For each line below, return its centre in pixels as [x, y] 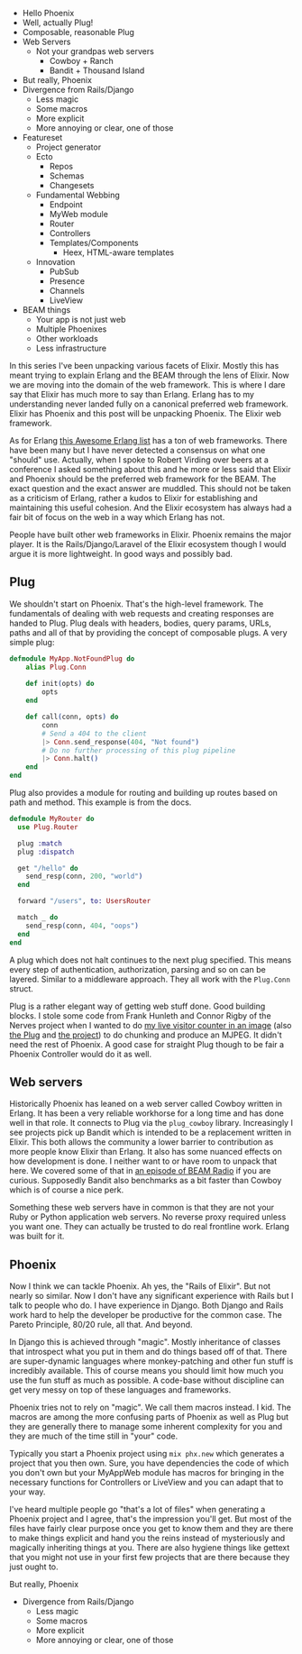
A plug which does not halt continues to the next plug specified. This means [151, 960]
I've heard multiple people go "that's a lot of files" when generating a [137, 1510]
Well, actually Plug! [58, 23]
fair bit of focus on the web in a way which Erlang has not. [117, 517]
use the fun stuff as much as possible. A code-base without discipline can [147, 1380]
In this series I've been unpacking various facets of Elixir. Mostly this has [144, 366]
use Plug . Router [48, 827]
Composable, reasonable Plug [78, 32]
